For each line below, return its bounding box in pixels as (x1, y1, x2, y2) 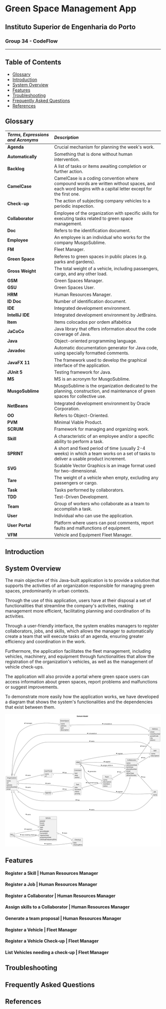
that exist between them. (5, 704, 56, 710)
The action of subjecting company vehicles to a (54, 198, 151, 204)
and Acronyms (7, 137, 39, 143)
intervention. (54, 156, 80, 162)
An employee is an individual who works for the (54, 235, 150, 240)
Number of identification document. (54, 298, 127, 304)
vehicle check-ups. (5, 664, 44, 670)
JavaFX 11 (7, 360, 30, 365)
